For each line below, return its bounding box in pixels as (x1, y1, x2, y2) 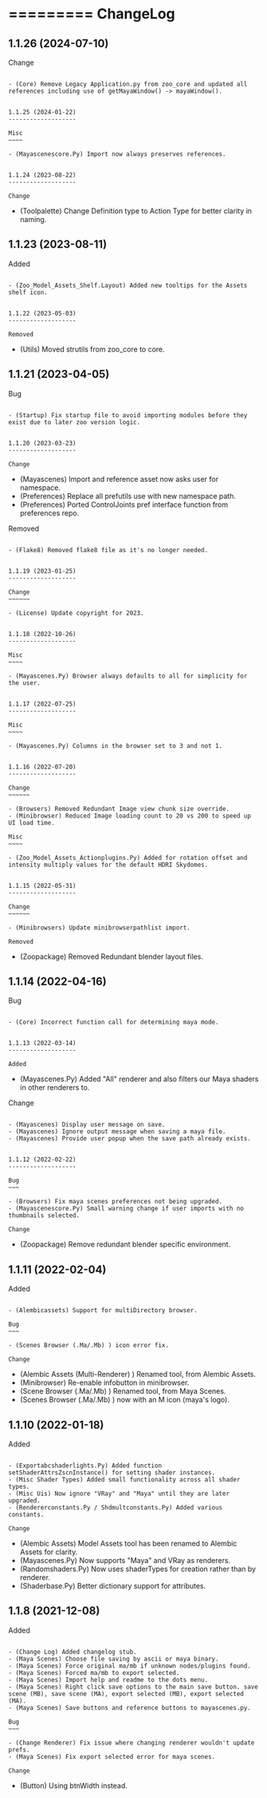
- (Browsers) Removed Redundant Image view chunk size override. (8, 805, 230, 813)
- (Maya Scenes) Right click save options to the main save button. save (8, 1683, 259, 1691)
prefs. (8, 1745, 30, 1754)
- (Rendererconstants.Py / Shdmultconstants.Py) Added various (8, 1504, 223, 1512)
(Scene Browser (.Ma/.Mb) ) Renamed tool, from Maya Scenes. (19, 1386, 226, 1396)
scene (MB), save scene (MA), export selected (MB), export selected (8, 1689, 245, 1698)
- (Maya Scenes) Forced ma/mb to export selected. (8, 1669, 180, 1677)
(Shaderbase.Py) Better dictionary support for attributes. (19, 1581, 206, 1591)
